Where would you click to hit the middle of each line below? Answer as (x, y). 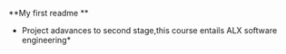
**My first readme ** (49, 13)
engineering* (46, 40)
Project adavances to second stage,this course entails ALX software (149, 30)
